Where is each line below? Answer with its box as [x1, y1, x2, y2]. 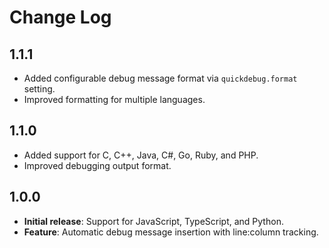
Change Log [9, 6, 112, 29]
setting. [23, 83, 56, 95]
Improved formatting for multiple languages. [23, 94, 206, 105]
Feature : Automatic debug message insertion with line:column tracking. [23, 226, 319, 238]
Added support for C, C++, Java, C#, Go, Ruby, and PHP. [23, 149, 259, 161]
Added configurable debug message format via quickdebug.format [23, 72, 298, 84]
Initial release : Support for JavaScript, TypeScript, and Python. [23, 215, 284, 227]
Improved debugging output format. [23, 159, 172, 171]
